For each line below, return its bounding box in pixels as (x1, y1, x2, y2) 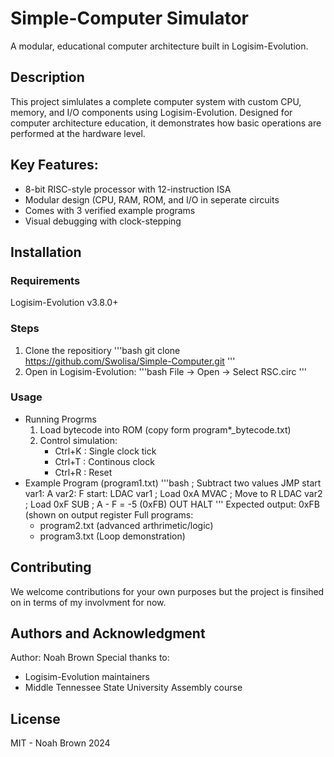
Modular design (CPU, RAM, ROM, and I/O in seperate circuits (24, 193, 280, 206)
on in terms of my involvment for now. (10, 596, 167, 608)
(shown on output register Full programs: (24, 508, 194, 521)
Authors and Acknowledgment (10, 625, 206, 642)
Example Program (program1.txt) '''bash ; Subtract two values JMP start (24, 477, 322, 489)
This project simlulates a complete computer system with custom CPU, (10, 95, 302, 107)
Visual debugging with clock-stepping (24, 215, 182, 227)
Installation (10, 243, 82, 261)
